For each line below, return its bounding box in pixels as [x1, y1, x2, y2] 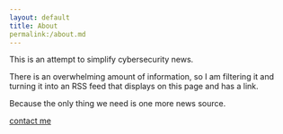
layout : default [9, 13, 70, 22]
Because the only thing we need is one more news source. [9, 98, 226, 109]
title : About [9, 21, 58, 30]
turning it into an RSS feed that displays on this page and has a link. [9, 81, 259, 92]
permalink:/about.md [9, 29, 87, 38]
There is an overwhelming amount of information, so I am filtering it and [9, 71, 275, 82]
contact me [9, 115, 52, 126]
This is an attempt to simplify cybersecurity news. [9, 54, 194, 65]
